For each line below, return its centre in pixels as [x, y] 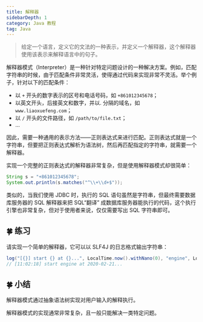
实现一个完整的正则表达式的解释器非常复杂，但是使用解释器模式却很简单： [99, 166]
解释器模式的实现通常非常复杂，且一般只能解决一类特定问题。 [83, 313]
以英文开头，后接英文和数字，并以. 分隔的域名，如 [77, 103]
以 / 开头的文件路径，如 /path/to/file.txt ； [71, 118]
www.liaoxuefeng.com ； [43, 110]
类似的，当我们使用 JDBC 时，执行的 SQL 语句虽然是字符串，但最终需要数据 [101, 195]
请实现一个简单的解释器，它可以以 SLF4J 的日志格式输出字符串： [87, 247]
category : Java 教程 [31, 23]
